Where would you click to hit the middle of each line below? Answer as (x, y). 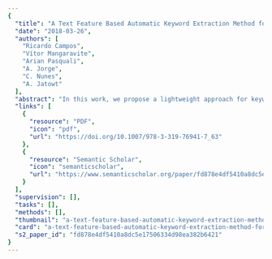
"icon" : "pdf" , (55, 129)
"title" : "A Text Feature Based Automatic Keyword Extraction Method (135, 24)
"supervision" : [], (48, 197)
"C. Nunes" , (42, 76)
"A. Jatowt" (42, 84)
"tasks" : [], (37, 205)
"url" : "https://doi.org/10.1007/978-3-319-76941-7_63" (125, 136)
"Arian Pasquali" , (53, 62)
